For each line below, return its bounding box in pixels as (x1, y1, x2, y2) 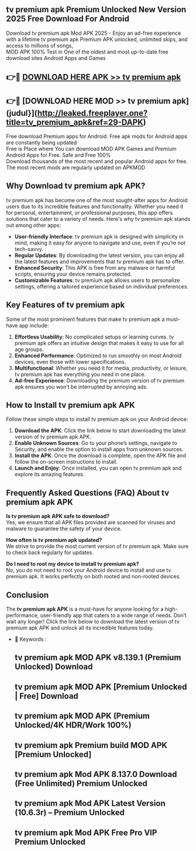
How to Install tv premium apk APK (6, 400, 136, 410)
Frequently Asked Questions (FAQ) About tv (6, 488, 170, 498)
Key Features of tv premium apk (6, 300, 125, 310)
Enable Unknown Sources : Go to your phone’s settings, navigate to (14, 440, 177, 447)
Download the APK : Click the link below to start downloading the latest (14, 427, 186, 434)
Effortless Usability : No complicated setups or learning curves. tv (14, 333, 174, 340)
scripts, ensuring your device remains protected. (14, 270, 132, 277)
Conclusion (6, 590, 49, 600)
